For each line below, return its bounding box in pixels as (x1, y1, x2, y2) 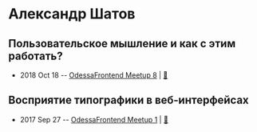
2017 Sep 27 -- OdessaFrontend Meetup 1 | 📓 (19, 114, 169, 124)
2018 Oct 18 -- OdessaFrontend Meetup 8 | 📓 (19, 70, 168, 80)
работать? (8, 49, 63, 62)
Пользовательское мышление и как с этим (8, 37, 236, 50)
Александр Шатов (8, 5, 136, 23)
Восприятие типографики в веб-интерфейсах (8, 94, 249, 107)
